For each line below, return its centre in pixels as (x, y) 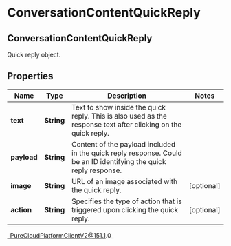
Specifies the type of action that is (126, 201)
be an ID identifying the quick (119, 161)
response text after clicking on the (126, 124)
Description (127, 96)
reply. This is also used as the (119, 116)
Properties (30, 76)
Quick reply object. (34, 54)
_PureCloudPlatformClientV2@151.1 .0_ (60, 235)
